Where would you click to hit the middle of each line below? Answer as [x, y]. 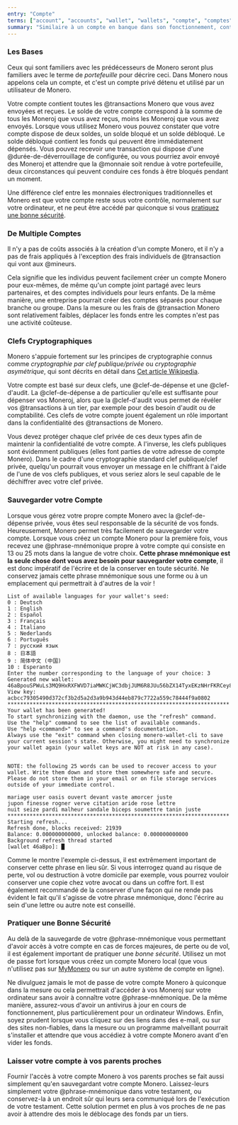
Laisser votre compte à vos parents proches [84, 1061]
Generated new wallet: [41, 679]
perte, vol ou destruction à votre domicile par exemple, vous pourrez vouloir [118, 874]
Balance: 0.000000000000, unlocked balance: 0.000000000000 [98, 834]
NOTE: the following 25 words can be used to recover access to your [112, 766]
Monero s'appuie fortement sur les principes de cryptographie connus [110, 356]
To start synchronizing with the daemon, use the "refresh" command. [112, 716]
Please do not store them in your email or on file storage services [112, 778]
